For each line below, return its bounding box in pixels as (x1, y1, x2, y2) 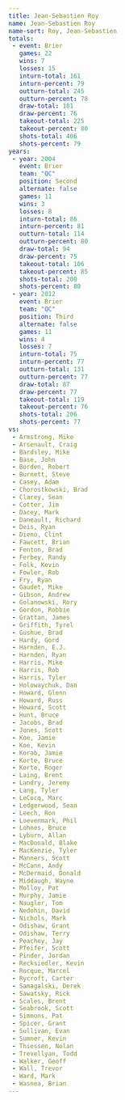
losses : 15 (19, 65, 56, 73)
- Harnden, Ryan (11, 651, 67, 659)
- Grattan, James (11, 613, 70, 621)
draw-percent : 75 (19, 252, 78, 260)
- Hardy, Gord (11, 636, 60, 644)
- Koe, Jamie (11, 734, 56, 742)
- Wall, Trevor (11, 1064, 63, 1072)
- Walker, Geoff (11, 1057, 67, 1065)
